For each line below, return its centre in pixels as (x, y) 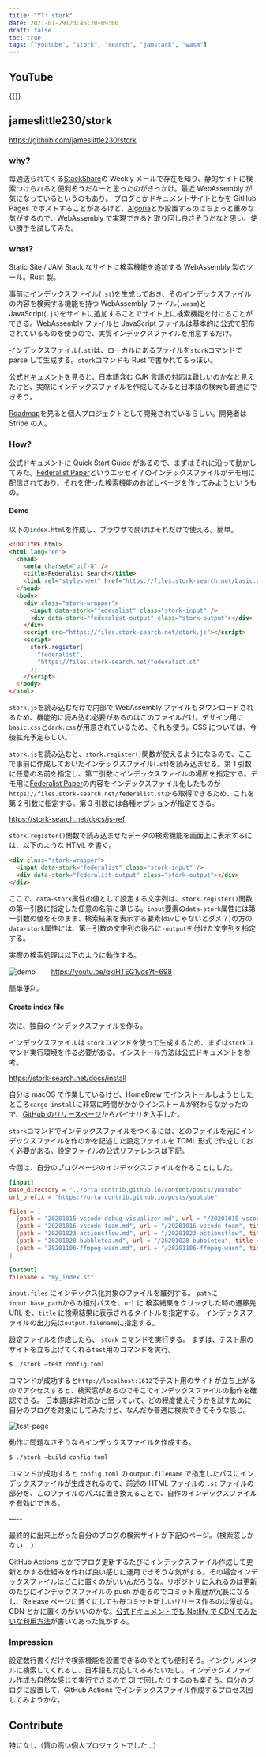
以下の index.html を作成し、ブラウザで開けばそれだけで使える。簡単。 (124, 529)
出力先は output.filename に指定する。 (97, 1323)
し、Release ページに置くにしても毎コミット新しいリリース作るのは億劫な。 (133, 1601)
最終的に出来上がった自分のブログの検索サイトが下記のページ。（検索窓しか (132, 1536)
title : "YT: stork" (41, 15)
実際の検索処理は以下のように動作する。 (75, 954)
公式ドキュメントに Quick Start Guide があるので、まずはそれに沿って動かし (133, 463)
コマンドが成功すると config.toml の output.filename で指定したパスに (124, 1474)
